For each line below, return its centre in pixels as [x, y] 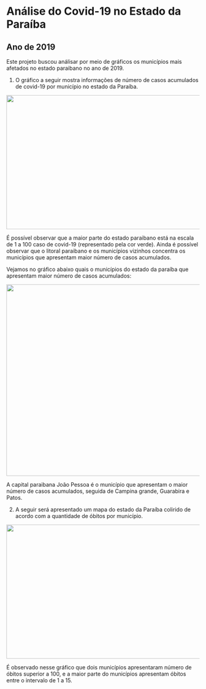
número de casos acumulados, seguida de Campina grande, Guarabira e [98, 491]
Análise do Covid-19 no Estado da [94, 11]
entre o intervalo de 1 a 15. [39, 680]
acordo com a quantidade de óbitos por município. [79, 516]
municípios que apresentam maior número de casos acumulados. [89, 257]
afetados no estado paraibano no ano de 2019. [65, 68]
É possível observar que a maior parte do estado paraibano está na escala [100, 238]
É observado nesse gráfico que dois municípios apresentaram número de [99, 667]
